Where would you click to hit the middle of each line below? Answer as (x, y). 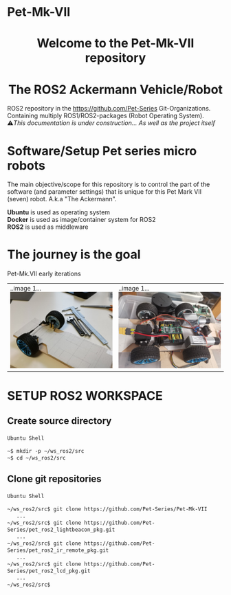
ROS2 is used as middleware (48, 227)
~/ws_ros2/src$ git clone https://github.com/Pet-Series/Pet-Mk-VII (107, 509)
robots (26, 165)
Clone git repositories (54, 479)
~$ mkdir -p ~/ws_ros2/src (46, 451)
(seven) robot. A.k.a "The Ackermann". (62, 199)
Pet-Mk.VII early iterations (44, 274)
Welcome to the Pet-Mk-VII (115, 44)
